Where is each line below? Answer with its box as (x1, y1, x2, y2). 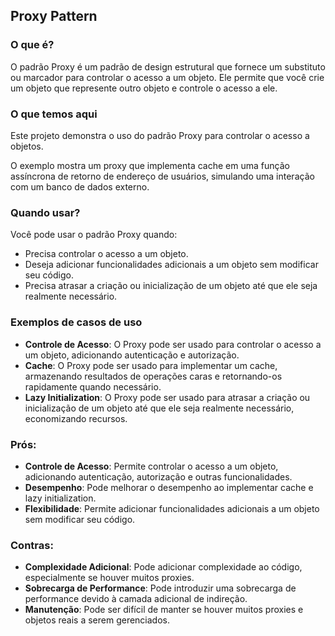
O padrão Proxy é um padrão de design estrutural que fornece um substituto (10, 60, 326, 73)
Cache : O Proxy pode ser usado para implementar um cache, (24, 359, 278, 371)
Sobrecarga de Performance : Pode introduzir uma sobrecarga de (24, 582, 297, 594)
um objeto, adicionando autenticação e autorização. (24, 349, 240, 361)
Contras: (10, 538, 54, 552)
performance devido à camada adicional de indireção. (24, 593, 248, 605)
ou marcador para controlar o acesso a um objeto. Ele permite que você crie (10, 71, 325, 83)
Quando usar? (10, 205, 81, 219)
